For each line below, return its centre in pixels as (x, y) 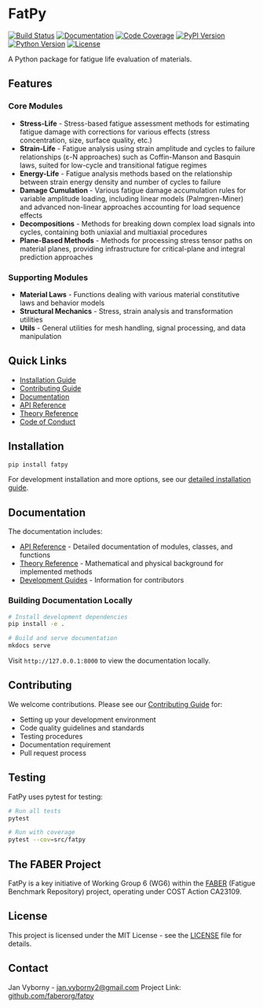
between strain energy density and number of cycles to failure (120, 182)
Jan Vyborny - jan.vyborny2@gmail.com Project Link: (95, 987)
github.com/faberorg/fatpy (51, 995)
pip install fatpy (38, 465)
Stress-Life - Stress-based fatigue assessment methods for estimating (134, 123)
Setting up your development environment (88, 719)
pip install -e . (37, 624)
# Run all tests (35, 811)
